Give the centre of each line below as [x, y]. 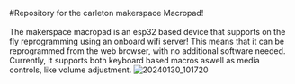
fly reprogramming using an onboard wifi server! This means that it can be [147, 41]
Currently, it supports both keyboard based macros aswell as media [134, 60]
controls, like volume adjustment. [71, 70]
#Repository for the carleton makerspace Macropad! [107, 13]
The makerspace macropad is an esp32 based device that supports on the [147, 32]
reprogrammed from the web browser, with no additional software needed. [147, 51]
